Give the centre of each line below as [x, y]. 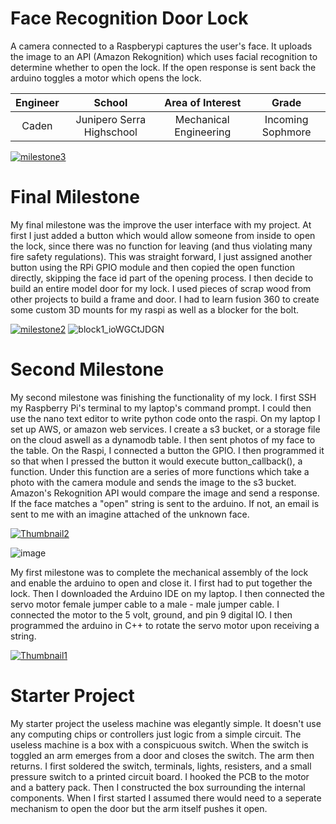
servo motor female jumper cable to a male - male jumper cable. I [145, 604]
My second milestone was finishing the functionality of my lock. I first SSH [163, 397]
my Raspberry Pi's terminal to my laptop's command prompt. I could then [161, 408]
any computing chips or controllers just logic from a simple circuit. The [156, 734]
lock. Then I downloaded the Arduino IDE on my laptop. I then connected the [167, 593]
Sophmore [286, 132]
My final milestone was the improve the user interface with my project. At [161, 224]
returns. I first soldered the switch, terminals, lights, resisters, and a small [161, 766]
